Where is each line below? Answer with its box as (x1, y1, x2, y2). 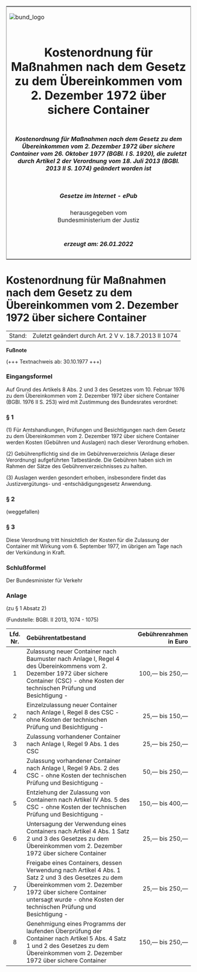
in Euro (168, 637, 188, 645)
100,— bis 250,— (138, 670, 188, 678)
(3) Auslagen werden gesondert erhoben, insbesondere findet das (6, 474, 167, 481)
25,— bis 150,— (142, 712, 188, 720)
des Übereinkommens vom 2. (26, 662, 107, 670)
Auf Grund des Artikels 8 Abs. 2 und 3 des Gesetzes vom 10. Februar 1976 (6, 386, 185, 393)
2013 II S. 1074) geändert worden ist (45, 164, 152, 172)
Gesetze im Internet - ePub (59, 191, 138, 200)
